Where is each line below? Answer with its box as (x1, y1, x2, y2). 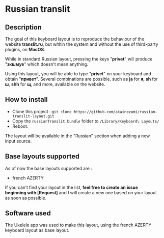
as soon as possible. (5, 195, 47, 201)
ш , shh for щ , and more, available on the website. (5, 81, 106, 87)
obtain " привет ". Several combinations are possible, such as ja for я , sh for (5, 76, 158, 82)
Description (5, 23, 42, 31)
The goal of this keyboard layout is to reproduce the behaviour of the (5, 36, 145, 42)
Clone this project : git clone (12, 108, 72, 114)
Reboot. (12, 123, 28, 129)
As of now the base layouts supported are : (5, 165, 92, 171)
